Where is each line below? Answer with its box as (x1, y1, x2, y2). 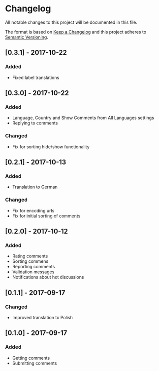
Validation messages (12, 269, 55, 275)
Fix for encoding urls (12, 207, 55, 213)
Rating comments (12, 253, 48, 259)
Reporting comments (12, 264, 55, 270)
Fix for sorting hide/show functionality (12, 144, 90, 150)
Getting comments (12, 355, 50, 361)
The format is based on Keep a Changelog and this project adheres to (5, 29, 147, 35)
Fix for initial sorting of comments (12, 213, 81, 219)
